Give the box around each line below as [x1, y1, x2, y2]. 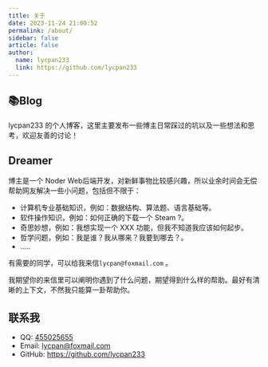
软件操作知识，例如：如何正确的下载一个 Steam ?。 [19, 213, 189, 223]
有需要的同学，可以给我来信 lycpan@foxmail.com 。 [8, 258, 173, 268]
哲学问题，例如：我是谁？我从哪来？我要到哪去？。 [19, 233, 188, 243]
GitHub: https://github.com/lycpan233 [19, 349, 146, 359]
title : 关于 [8, 11, 45, 20]
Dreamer [8, 153, 53, 168]
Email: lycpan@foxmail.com [19, 341, 111, 351]
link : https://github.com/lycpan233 [15, 64, 137, 72]
